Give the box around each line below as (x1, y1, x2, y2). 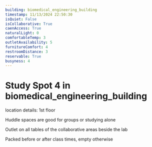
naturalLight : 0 (5, 30, 39, 35)
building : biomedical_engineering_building (5, 7, 97, 12)
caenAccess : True (5, 26, 41, 31)
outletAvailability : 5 (5, 40, 52, 45)
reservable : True (5, 53, 41, 59)
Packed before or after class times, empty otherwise (5, 136, 113, 142)
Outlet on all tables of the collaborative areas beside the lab (5, 126, 128, 132)
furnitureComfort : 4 (5, 44, 48, 49)
